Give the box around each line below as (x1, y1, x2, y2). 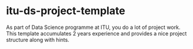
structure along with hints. (6, 36, 69, 43)
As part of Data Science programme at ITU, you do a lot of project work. (6, 24, 181, 31)
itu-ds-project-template (6, 4, 125, 18)
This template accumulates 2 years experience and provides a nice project (6, 30, 187, 37)
